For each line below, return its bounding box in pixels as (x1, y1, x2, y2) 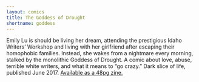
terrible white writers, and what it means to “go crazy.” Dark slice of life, (6, 63, 186, 70)
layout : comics (6, 9, 45, 15)
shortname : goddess (6, 20, 56, 26)
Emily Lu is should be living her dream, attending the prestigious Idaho (6, 37, 182, 44)
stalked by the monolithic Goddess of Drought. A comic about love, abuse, (6, 56, 192, 64)
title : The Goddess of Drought (6, 15, 86, 21)
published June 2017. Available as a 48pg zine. (6, 69, 123, 77)
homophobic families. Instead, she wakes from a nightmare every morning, (6, 50, 194, 57)
